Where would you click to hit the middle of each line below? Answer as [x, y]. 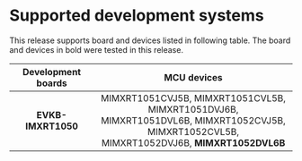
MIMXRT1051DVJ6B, [193, 109]
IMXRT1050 [52, 126]
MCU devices [193, 77]
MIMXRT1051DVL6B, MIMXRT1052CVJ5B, [193, 120]
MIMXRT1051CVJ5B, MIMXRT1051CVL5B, [193, 97]
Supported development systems [137, 16]
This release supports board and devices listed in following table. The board [150, 40]
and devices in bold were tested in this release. [97, 49]
